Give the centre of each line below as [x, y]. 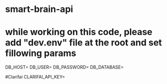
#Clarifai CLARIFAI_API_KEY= [35, 77]
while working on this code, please [79, 32]
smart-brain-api [39, 9]
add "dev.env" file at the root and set [84, 43]
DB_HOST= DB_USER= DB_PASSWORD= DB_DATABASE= [64, 67]
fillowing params [41, 53]
